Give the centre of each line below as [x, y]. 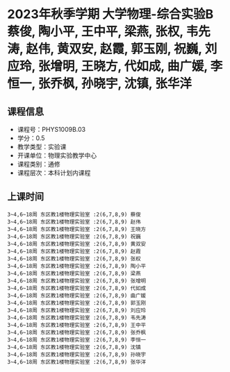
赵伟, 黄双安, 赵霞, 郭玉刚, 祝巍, [114, 49]
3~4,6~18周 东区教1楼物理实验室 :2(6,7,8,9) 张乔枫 [77, 332]
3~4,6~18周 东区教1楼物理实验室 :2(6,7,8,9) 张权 [74, 259]
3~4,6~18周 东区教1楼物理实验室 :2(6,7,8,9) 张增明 [77, 281]
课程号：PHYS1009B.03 [51, 129]
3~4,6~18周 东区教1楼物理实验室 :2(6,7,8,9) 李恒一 [77, 340]
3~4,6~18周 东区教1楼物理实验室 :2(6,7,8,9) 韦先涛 [77, 318]
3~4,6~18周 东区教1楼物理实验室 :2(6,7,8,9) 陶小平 [77, 266]
